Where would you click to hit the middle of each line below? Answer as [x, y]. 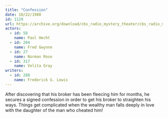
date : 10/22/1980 [23, 15]
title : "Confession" [27, 10]
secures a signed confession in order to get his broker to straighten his [78, 99]
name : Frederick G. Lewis [41, 80]
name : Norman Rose [33, 56]
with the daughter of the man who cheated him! [54, 110]
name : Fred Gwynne [33, 47]
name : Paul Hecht [32, 38]
